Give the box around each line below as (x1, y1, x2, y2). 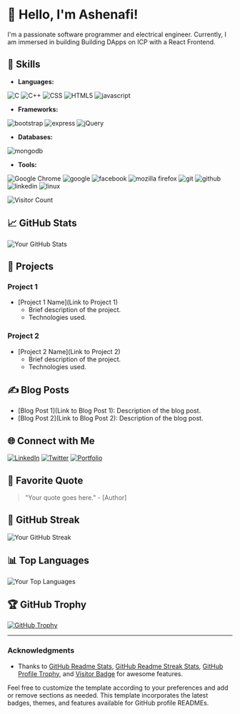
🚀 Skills (7, 59, 41, 71)
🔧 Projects (7, 260, 54, 272)
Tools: (17, 160, 37, 169)
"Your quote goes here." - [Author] (24, 493, 127, 502)
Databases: (17, 132, 54, 141)
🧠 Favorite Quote (7, 474, 84, 486)
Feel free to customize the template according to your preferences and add (7, 683, 229, 692)
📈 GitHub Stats (7, 217, 77, 229)
